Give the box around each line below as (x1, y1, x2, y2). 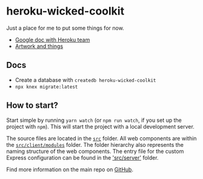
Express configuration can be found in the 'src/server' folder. (6, 154, 159, 161)
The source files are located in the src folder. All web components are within (6, 135, 197, 142)
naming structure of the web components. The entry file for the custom (6, 147, 184, 155)
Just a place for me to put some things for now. (6, 24, 124, 32)
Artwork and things (15, 42, 64, 50)
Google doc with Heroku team (15, 36, 90, 43)
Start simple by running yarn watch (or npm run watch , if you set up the (6, 117, 182, 124)
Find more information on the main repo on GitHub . (6, 166, 133, 173)
